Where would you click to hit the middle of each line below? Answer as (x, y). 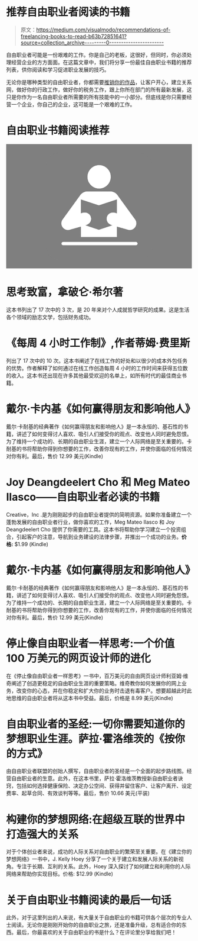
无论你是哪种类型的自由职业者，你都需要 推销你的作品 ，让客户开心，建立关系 (99, 82)
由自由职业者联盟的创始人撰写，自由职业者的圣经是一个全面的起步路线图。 (96, 771)
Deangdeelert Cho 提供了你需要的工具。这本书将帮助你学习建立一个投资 (94, 529)
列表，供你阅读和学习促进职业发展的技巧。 (58, 69)
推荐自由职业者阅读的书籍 (68, 12)
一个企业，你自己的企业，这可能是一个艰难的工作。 (73, 104)
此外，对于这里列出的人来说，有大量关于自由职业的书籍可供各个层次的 (91, 917)
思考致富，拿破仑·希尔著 (65, 292)
